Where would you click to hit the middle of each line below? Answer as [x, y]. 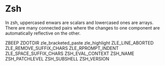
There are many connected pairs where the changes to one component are [82, 27]
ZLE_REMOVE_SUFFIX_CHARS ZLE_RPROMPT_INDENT [62, 48]
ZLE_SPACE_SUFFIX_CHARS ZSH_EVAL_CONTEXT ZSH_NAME [70, 53]
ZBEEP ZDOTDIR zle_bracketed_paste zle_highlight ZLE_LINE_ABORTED [79, 42]
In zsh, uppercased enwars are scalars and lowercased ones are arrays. [79, 22]
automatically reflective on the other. [43, 33]
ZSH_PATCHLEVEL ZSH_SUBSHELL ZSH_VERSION [57, 58]
